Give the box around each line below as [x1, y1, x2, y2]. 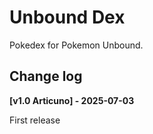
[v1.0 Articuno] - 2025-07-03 [9, 94, 135, 106]
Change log [9, 68, 83, 85]
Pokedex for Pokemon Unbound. [9, 39, 144, 51]
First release [9, 114, 61, 126]
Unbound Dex [9, 6, 126, 29]
